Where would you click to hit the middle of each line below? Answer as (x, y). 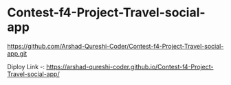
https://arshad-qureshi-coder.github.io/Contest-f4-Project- (130, 66)
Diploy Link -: (26, 66)
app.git (17, 53)
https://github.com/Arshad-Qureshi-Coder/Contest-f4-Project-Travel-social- (115, 46)
